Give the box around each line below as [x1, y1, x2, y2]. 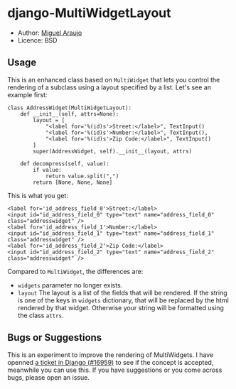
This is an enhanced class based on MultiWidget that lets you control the [7, 75, 220, 84]
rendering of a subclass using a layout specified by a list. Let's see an [7, 83, 212, 92]
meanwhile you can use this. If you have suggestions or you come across [7, 366, 222, 374]
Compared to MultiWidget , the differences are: [7, 267, 144, 275]
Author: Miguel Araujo [17, 28, 82, 37]
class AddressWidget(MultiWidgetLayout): [7, 104, 132, 111]
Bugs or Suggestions [7, 332, 102, 344]
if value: [33, 166, 62, 173]
